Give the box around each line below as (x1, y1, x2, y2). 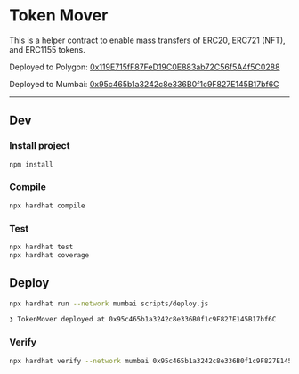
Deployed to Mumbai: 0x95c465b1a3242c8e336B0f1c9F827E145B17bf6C (9, 78, 279, 89)
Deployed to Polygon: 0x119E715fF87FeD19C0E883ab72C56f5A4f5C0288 (9, 61, 280, 72)
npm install (9, 159, 53, 169)
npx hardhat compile (9, 201, 86, 210)
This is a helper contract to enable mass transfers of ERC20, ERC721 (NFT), (9, 35, 287, 45)
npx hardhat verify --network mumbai (9, 356, 149, 365)
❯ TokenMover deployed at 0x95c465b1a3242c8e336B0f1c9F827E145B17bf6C (9, 315, 277, 324)
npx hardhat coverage (9, 250, 90, 259)
